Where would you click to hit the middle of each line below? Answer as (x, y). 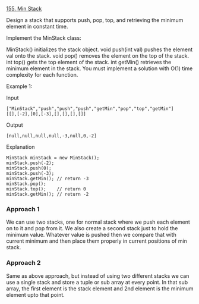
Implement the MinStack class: (44, 38)
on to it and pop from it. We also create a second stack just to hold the (92, 228)
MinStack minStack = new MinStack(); (53, 158)
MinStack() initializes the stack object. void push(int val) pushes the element (99, 49)
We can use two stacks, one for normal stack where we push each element (98, 222)
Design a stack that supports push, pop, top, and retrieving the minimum (95, 20)
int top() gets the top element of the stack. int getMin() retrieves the (89, 62)
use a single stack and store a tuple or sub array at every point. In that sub (97, 282)
